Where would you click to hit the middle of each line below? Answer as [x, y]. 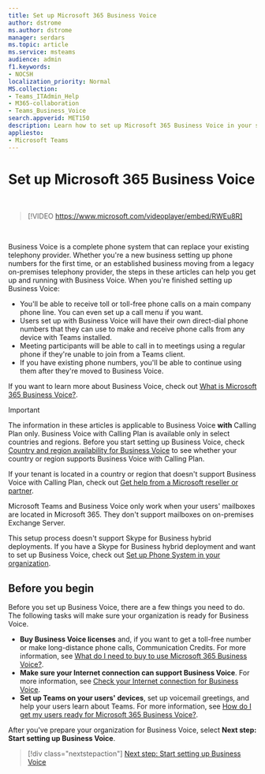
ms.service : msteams [42, 52]
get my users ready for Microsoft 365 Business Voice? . [109, 715]
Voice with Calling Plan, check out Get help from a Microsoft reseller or [123, 483]
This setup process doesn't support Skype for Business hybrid [110, 538]
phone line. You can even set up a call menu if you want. [111, 312]
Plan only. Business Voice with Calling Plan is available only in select [119, 434]
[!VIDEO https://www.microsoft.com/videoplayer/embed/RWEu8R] [135, 216]
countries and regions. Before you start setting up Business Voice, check [127, 442]
